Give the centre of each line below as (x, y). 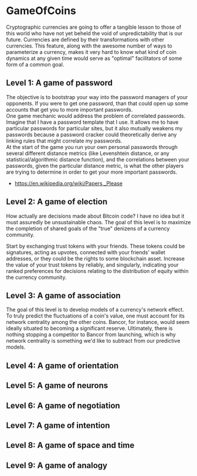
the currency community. (36, 277)
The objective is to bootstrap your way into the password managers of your (97, 97)
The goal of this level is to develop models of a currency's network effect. (95, 310)
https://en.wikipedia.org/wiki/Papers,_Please (69, 183)
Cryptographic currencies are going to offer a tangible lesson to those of (94, 27)
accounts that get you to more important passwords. (69, 109)
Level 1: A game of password (60, 83)
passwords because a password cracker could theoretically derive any (91, 134)
